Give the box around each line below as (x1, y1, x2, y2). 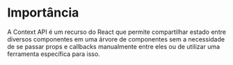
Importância (7, 5, 79, 21)
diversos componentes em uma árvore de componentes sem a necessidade (7, 35, 225, 43)
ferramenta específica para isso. (7, 50, 101, 58)
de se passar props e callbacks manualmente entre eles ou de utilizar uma (7, 42, 220, 50)
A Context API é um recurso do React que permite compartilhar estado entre (7, 28, 226, 36)
